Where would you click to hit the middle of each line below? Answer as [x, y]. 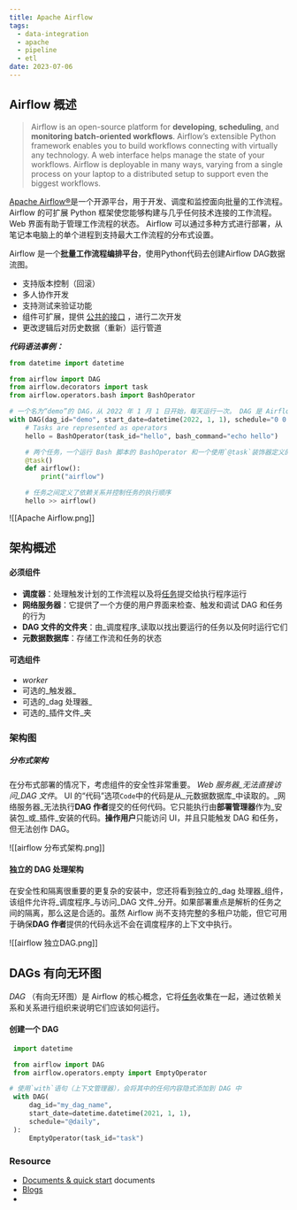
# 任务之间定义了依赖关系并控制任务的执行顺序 [98, 493]
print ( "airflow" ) [72, 477]
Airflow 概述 [43, 105]
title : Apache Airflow [51, 17]
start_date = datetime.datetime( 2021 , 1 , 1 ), [110, 1114]
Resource [30, 1160]
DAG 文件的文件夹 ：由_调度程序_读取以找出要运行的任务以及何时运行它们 [155, 627]
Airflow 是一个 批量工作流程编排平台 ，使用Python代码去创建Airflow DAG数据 [147, 253]
